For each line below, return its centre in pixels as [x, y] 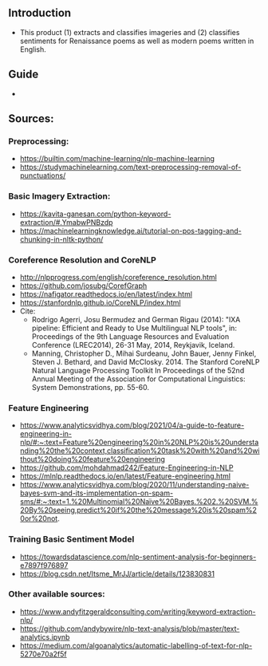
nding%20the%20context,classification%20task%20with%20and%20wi [140, 451]
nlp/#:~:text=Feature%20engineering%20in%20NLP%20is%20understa [139, 443]
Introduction [40, 13]
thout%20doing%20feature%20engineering [93, 459]
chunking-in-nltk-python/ [61, 239]
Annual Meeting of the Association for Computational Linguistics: [138, 379]
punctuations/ [43, 175]
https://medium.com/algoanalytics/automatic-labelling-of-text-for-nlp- [136, 645]
